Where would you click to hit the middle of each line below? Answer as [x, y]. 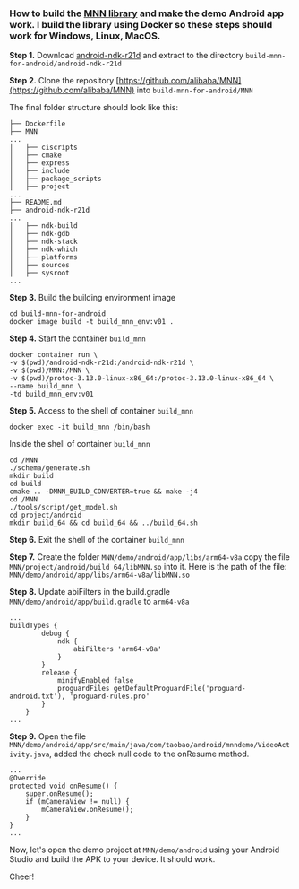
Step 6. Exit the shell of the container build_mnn [97, 540]
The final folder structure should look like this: [94, 108]
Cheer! [22, 876]
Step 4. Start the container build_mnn [77, 338]
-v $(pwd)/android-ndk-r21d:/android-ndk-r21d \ [102, 363]
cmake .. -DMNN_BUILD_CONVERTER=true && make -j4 [104, 492]
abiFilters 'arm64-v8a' [118, 649]
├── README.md [36, 203]
